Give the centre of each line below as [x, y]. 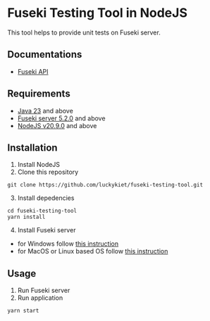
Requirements [39, 94]
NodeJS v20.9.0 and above [57, 125]
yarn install [26, 217]
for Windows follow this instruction [68, 244]
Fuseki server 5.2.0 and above [61, 118]
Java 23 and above [45, 111]
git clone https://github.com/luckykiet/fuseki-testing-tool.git [105, 185]
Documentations [45, 55]
